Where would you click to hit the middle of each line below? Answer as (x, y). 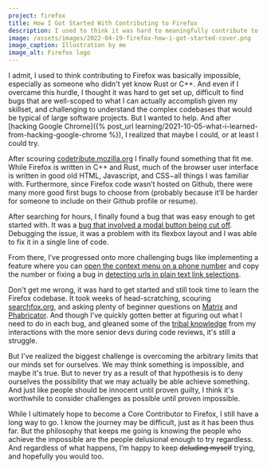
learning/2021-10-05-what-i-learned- (196, 126)
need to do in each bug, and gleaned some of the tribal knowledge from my (132, 323)
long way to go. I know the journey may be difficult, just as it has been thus (131, 422)
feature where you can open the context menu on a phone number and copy (133, 266)
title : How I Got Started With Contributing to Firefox (103, 23)
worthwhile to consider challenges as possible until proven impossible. (124, 398)
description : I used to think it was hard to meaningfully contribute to (133, 30)
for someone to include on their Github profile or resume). (103, 201)
